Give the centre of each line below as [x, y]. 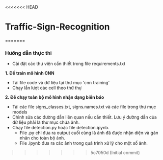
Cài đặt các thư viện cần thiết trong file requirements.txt [69, 64]
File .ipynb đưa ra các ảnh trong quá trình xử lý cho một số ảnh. [84, 143]
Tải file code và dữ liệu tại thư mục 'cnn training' [61, 83]
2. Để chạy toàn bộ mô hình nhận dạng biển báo [54, 97]
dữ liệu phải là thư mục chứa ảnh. [46, 122]
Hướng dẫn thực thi [28, 53]
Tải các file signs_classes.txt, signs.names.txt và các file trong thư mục [84, 107]
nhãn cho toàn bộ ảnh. [42, 138]
